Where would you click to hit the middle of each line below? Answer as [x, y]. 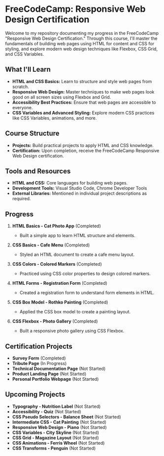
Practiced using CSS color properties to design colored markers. [85, 274]
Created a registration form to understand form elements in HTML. [87, 293]
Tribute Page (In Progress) [39, 363]
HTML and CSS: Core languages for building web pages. [70, 183]
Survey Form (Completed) [39, 358]
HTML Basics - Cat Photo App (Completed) [56, 226]
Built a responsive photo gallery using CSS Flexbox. [72, 331]
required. [21, 199]
